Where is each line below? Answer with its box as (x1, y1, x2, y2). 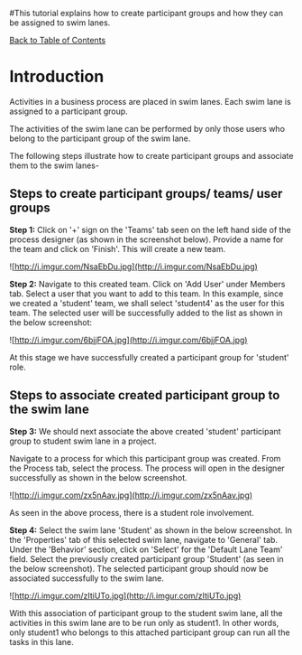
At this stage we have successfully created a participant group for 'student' (9, 351, 290, 362)
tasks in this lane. (9, 636, 74, 647)
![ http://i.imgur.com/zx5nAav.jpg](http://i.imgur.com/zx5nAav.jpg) (9, 490, 253, 501)
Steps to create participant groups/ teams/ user (9, 186, 283, 201)
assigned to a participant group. (9, 106, 128, 117)
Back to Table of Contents (9, 35, 106, 45)
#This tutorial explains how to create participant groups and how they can (9, 8, 284, 18)
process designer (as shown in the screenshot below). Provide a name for (9, 234, 284, 245)
